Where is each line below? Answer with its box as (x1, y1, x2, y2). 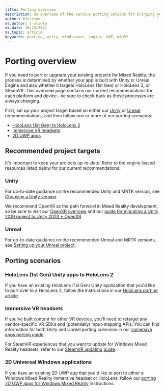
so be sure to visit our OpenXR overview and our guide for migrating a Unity (5, 208, 159, 214)
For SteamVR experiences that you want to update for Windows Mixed (5, 341, 147, 347)
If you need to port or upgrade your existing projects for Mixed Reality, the (5, 72, 155, 78)
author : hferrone (5, 16, 41, 21)
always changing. (5, 98, 41, 104)
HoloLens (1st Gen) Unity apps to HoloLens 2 (5, 271, 114, 278)
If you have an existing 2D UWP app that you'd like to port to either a (5, 370, 144, 376)
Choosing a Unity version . (5, 193, 57, 199)
